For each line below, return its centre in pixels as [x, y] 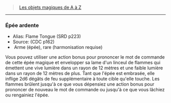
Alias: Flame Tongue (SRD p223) [47, 36]
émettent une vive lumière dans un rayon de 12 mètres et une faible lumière [84, 68]
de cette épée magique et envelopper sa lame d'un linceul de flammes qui [83, 63]
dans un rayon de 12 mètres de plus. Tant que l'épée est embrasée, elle [80, 73]
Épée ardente [22, 25]
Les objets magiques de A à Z [50, 7]
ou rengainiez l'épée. [27, 95]
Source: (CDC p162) [34, 42]
